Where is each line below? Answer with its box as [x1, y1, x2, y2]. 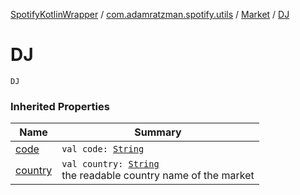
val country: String [61, 159, 160, 170]
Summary [134, 125, 182, 139]
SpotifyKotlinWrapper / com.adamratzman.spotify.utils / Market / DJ [10, 9, 290, 20]
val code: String [61, 144, 145, 155]
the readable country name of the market [61, 169, 255, 183]
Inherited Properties [10, 99, 110, 113]
